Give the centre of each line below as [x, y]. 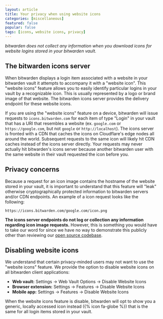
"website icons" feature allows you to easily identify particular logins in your [81, 88]
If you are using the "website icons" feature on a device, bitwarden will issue [81, 113]
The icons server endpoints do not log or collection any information [74, 220]
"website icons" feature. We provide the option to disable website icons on [80, 267]
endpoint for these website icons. [38, 104]
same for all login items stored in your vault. [49, 312]
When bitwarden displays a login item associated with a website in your [76, 78]
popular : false [20, 28]
